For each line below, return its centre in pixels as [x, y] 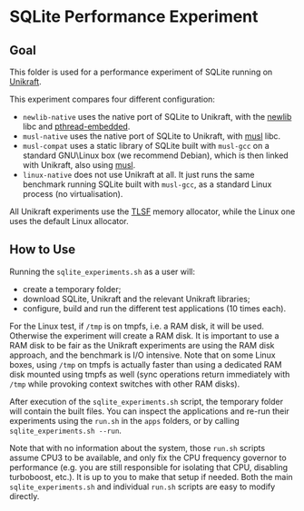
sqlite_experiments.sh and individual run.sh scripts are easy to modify [142, 486]
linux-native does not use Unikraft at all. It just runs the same [138, 175]
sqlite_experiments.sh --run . [66, 430]
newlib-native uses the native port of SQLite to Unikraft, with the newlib [157, 117]
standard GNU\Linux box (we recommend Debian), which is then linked [155, 155]
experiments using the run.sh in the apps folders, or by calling [124, 420]
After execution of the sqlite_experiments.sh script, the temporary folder [147, 401]
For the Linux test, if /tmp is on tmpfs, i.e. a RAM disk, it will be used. [137, 326]
